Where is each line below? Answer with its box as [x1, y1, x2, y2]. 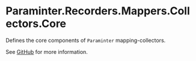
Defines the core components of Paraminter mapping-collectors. [5, 36, 166, 44]
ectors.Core [5, 17, 67, 30]
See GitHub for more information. [5, 48, 88, 55]
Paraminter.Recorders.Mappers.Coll [5, 4, 190, 18]
